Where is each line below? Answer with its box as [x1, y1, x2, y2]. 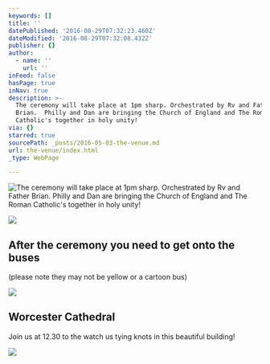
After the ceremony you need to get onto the [8, 238, 235, 252]
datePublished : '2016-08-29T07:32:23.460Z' [8, 27, 157, 35]
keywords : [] [8, 11, 52, 20]
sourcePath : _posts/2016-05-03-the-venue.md [8, 138, 160, 147]
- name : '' [15, 57, 52, 65]
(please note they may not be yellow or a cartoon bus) [8, 272, 187, 282]
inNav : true [8, 86, 48, 95]
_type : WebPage [8, 153, 59, 162]
